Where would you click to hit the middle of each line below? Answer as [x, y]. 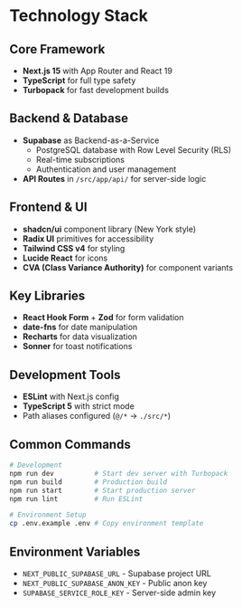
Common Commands [70, 444]
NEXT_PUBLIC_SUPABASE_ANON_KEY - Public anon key [115, 583]
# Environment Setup [48, 515]
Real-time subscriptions [80, 159]
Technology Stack [79, 16]
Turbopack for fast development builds [96, 90]
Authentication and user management [106, 169]
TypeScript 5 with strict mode [79, 406]
